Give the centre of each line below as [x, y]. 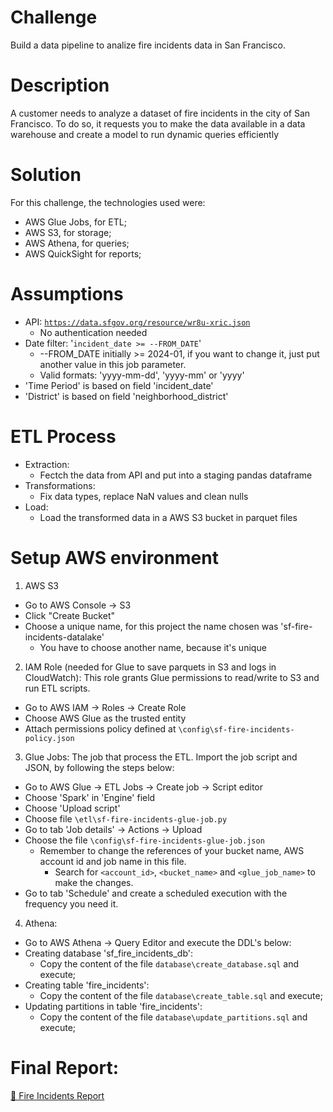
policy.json [49, 738]
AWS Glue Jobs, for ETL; [75, 222]
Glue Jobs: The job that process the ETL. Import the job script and [161, 757]
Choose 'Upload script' [72, 808]
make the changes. [94, 882]
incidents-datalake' [64, 637]
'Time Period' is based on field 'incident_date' [119, 385]
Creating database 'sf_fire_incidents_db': [109, 953]
